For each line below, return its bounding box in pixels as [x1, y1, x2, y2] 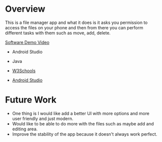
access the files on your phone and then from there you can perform [5, 24, 143, 30]
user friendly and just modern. [12, 116, 73, 122]
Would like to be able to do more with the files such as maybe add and [12, 121, 154, 126]
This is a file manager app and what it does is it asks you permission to [5, 20, 148, 25]
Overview [5, 3, 46, 15]
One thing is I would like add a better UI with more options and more [12, 110, 150, 116]
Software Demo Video [5, 39, 50, 45]
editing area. [12, 126, 38, 132]
